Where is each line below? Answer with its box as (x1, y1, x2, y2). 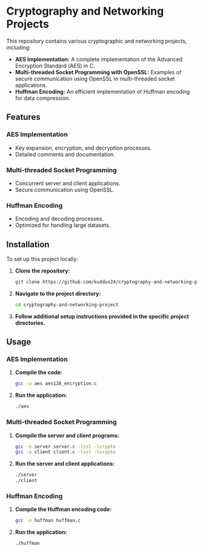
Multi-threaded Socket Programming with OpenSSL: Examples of (15, 68, 182, 75)
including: (6, 44, 32, 51)
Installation (6, 239, 50, 250)
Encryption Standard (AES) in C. (15, 62, 95, 69)
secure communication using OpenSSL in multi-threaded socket (15, 75, 175, 82)
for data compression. (15, 94, 71, 102)
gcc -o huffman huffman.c (15, 517, 81, 524)
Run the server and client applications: (15, 460, 115, 467)
